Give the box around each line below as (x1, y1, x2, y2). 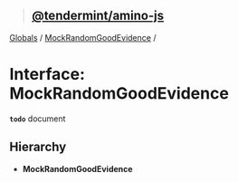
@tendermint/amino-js (31, 8, 165, 24)
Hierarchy (9, 139, 67, 155)
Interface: (9, 64, 86, 84)
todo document (9, 113, 66, 124)
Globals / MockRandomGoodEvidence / (9, 32, 157, 43)
